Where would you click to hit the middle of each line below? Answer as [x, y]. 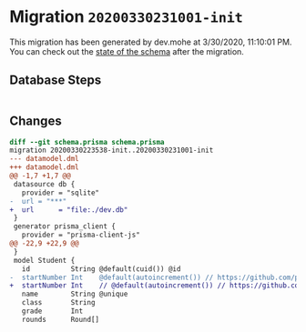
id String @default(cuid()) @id [101, 269]
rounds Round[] [61, 319]
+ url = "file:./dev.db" [69, 210]
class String [58, 303]
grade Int [52, 311]
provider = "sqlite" [61, 193]
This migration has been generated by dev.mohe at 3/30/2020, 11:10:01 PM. [151, 42]
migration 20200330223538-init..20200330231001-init [112, 151]
